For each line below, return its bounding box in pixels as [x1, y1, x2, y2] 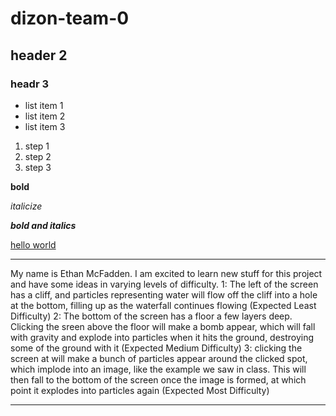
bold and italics [10, 219, 77, 231]
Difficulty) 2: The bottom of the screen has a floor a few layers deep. [10, 310, 293, 322]
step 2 [24, 150, 52, 162]
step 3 [24, 161, 52, 173]
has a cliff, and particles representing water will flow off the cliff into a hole [10, 288, 318, 301]
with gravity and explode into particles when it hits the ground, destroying [10, 331, 315, 343]
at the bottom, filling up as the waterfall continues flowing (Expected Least [10, 299, 317, 311]
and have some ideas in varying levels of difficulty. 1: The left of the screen [10, 278, 319, 290]
